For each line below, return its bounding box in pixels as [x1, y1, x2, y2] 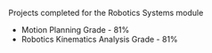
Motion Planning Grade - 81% [20, 25, 130, 34]
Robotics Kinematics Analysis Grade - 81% [20, 34, 179, 44]
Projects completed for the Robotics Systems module [8, 8, 204, 18]
